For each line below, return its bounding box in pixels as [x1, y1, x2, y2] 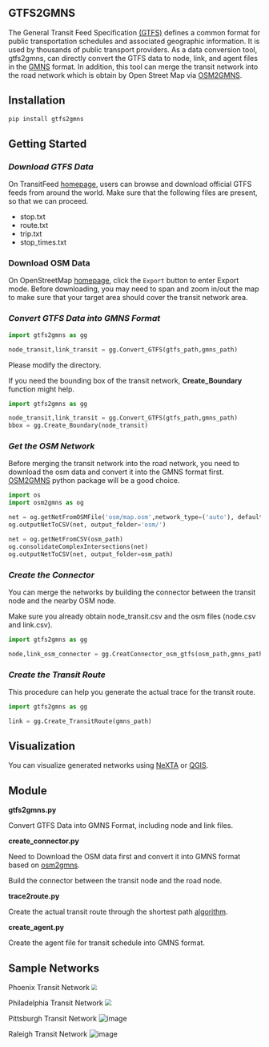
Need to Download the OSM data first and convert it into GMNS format [8, 852, 241, 862]
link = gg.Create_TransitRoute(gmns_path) [8, 717, 152, 725]
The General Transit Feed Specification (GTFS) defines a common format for [8, 27, 261, 37]
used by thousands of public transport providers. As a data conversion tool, [8, 44, 258, 55]
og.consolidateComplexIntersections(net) [8, 542, 149, 550]
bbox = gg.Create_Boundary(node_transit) [8, 421, 149, 430]
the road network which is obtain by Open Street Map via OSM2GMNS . [8, 70, 243, 79]
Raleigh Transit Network [8, 1029, 88, 1039]
